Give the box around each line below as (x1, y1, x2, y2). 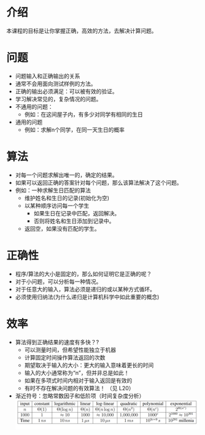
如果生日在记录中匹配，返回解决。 (33, 209, 120, 217)
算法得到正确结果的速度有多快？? (15, 338, 99, 345)
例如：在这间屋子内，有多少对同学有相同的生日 (24, 110, 143, 118)
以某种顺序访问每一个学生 (24, 202, 90, 209)
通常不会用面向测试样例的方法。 (15, 80, 96, 87)
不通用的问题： (15, 102, 53, 110)
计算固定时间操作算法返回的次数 (24, 353, 106, 361)
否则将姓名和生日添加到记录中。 (33, 217, 115, 225)
